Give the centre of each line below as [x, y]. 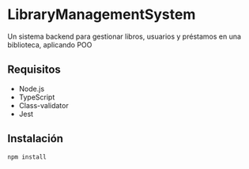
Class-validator [43, 105]
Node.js [32, 88]
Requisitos [34, 70]
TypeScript [37, 97]
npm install [27, 157]
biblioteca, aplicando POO [50, 44]
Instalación [36, 139]
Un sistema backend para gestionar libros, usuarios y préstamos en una [124, 36]
